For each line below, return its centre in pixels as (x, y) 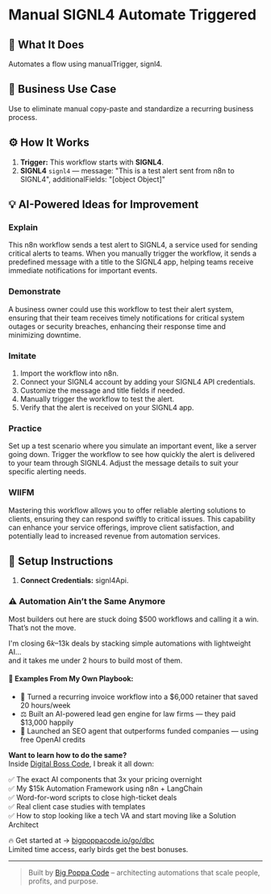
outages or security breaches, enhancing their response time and (117, 326)
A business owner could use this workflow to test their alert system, (121, 309)
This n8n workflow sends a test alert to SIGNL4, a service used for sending (133, 245)
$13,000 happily (47, 722)
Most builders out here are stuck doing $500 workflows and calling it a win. (134, 619)
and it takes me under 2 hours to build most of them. (96, 660)
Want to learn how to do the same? (68, 755)
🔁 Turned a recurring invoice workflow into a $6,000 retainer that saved (139, 696)
